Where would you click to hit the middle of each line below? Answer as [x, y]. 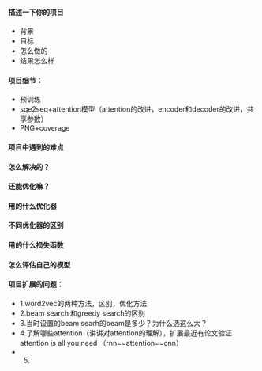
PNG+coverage [45, 128]
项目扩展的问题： [36, 284]
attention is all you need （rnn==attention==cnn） [101, 343]
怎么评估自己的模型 [39, 264]
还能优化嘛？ [29, 187]
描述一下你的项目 [36, 12]
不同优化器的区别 [36, 225]
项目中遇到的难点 [36, 147]
